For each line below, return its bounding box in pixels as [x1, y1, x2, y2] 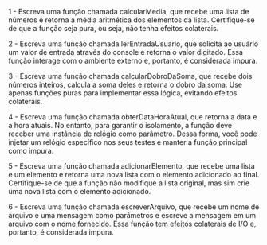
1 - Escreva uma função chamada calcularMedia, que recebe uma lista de [8, 7, 249, 16]
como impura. [8, 146, 54, 155]
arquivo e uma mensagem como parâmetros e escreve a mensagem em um [8, 211, 257, 220]
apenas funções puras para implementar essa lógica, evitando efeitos [8, 88, 238, 98]
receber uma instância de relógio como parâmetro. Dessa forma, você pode [8, 129, 257, 138]
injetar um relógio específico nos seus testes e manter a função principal [8, 138, 248, 146]
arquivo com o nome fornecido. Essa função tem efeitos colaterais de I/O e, [8, 219, 257, 228]
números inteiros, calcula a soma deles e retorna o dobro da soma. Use [8, 80, 243, 89]
